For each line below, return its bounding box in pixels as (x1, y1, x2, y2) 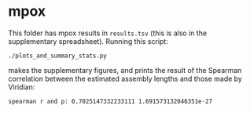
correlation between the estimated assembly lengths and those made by (8, 74, 242, 83)
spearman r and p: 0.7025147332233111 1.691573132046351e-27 (8, 97, 213, 105)
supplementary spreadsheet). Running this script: (8, 36, 169, 46)
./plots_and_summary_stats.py (8, 52, 108, 60)
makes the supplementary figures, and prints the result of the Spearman (8, 65, 242, 75)
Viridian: (8, 82, 35, 92)
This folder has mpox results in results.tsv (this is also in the (8, 28, 208, 38)
